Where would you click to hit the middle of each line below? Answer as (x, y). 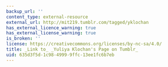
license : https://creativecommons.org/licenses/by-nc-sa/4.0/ (84, 44)
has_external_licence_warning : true (51, 28)
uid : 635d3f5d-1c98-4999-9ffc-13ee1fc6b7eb (60, 55)
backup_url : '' (25, 11)
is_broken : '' (24, 38)
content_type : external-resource (47, 17)
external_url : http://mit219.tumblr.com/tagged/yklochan (78, 22)
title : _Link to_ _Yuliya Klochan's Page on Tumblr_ (72, 50)
